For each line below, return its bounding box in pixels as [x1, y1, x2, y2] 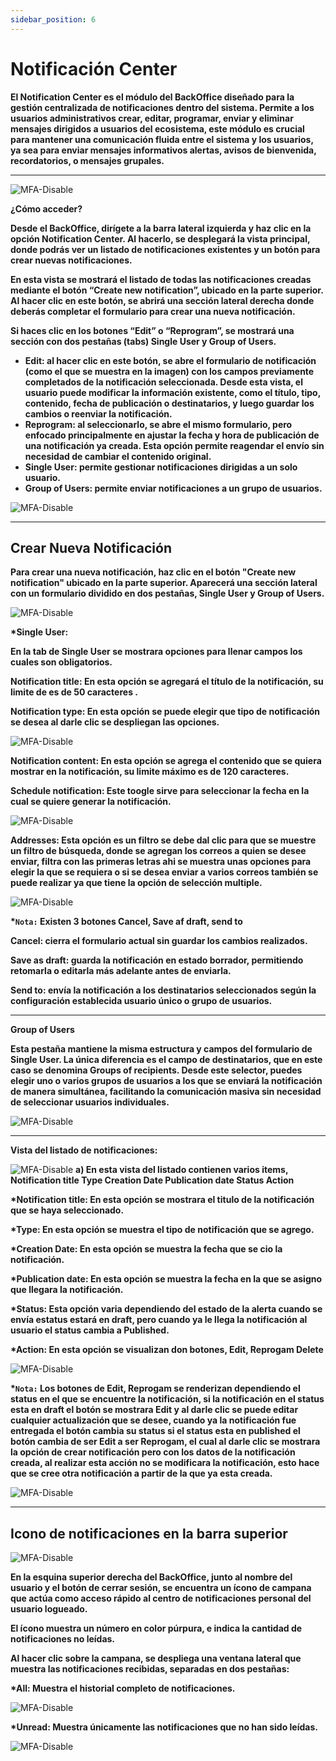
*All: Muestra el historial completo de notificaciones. [10, 1682, 236, 1695]
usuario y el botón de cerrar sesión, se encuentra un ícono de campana [10, 1582, 312, 1594]
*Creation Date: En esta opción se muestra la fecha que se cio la [10, 1243, 283, 1255]
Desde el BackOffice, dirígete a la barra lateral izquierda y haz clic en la [10, 222, 312, 234]
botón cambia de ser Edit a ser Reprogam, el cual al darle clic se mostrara [10, 1436, 321, 1448]
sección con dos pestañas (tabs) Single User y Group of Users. [10, 335, 277, 347]
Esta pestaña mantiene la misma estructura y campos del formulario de [10, 1043, 313, 1055]
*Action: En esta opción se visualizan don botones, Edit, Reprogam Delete [10, 1344, 324, 1356]
